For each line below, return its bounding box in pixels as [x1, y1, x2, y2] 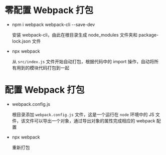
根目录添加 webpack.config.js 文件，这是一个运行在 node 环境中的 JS [12, 111, 154, 117]
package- [138, 32, 159, 38]
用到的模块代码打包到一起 [16, 65, 70, 71]
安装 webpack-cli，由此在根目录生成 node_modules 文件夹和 [12, 32, 138, 38]
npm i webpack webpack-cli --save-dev [12, 21, 95, 28]
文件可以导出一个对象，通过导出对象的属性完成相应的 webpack [25, 117, 155, 123]
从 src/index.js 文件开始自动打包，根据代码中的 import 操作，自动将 [12, 58, 154, 64]
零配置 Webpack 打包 [5, 5, 94, 16]
